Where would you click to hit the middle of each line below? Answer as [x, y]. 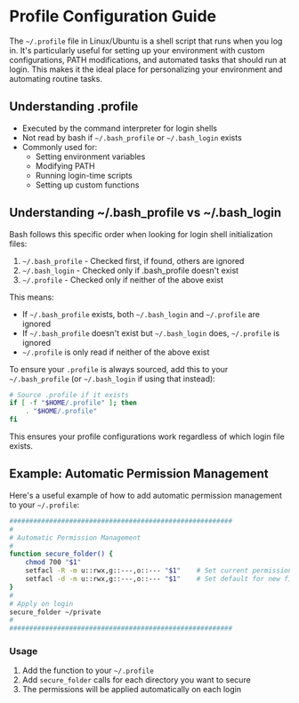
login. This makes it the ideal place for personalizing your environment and [146, 69]
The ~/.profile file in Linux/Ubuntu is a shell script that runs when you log [146, 41]
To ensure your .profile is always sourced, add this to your [119, 369]
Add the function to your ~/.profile [88, 671]
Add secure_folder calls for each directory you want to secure [136, 680]
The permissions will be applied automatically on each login [132, 690]
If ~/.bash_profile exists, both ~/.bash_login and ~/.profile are [141, 314]
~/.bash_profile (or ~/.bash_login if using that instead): [112, 379]
